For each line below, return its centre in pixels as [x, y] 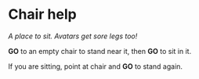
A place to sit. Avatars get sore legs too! [73, 36]
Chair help [42, 14]
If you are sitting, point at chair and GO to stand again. [95, 66]
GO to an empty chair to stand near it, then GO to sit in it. [100, 51]
